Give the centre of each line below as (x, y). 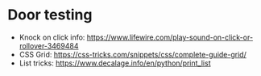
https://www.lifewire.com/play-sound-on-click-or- (170, 37)
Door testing (50, 15)
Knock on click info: (52, 37)
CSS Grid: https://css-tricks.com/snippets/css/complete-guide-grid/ (133, 54)
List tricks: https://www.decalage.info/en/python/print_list (115, 63)
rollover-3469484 (49, 45)
